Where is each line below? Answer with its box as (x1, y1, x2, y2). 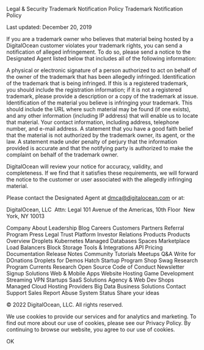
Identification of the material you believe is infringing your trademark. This (6, 99, 193, 106)
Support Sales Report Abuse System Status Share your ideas (6, 290, 160, 296)
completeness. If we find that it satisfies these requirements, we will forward (6, 169, 199, 177)
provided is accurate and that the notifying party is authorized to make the (6, 145, 194, 151)
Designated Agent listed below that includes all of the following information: (6, 55, 197, 62)
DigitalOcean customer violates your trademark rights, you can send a (6, 42, 183, 49)
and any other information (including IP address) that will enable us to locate (6, 112, 199, 119)
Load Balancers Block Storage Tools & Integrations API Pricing (6, 244, 163, 251)
